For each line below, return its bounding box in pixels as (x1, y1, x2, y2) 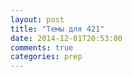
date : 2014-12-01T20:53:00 (10, 33, 123, 43)
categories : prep (10, 52, 83, 62)
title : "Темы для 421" (10, 24, 105, 34)
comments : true (10, 42, 74, 53)
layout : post (10, 14, 65, 25)
